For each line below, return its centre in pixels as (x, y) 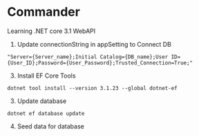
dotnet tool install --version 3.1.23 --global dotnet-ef (92, 88)
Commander (44, 12)
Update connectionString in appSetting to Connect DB (94, 44)
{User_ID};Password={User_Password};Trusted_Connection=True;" (100, 63)
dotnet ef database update (46, 113)
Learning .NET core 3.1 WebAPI (51, 31)
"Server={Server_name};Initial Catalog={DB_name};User (88, 57)
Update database (42, 101)
